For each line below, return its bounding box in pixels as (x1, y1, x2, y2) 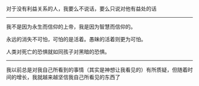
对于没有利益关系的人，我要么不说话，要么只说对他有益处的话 (6, 5, 157, 12)
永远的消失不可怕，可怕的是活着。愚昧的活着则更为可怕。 (6, 36, 146, 42)
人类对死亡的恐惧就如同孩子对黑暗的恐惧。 (6, 48, 110, 55)
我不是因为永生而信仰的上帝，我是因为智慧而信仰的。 (6, 23, 136, 30)
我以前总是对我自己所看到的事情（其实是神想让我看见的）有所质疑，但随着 (6, 67, 188, 73)
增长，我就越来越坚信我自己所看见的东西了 (16, 74, 120, 81)
